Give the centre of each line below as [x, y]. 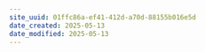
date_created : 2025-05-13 [57, 26]
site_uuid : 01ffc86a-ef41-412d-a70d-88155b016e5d [103, 17]
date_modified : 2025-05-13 [59, 33]
